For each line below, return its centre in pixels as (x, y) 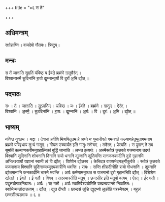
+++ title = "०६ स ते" (25, 8)
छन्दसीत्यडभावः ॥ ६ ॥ (23, 195)
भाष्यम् (12, 127)
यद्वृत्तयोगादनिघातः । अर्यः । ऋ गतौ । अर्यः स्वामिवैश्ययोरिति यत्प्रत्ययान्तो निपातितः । (69, 184)
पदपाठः (13, 94)
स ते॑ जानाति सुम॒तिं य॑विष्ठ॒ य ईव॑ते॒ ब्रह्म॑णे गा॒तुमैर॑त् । (44, 73)
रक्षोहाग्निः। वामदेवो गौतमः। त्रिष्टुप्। (33, 45)
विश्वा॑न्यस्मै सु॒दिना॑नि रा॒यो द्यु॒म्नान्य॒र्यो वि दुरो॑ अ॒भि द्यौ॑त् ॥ (47, 78)
